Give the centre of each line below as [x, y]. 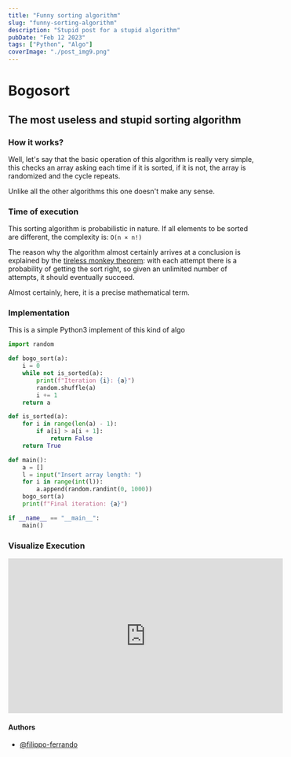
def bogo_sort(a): [38, 358]
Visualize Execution [47, 546]
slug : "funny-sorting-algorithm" [63, 23]
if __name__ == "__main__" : [54, 518]
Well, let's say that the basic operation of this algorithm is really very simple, [131, 159]
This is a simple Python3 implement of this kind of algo [97, 330]
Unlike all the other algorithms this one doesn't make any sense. [112, 191]
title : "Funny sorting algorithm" [65, 15]
